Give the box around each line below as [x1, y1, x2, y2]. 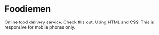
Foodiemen [4, 3, 51, 14]
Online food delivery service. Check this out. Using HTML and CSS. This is [4, 19, 154, 25]
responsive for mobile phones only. [4, 24, 76, 30]
